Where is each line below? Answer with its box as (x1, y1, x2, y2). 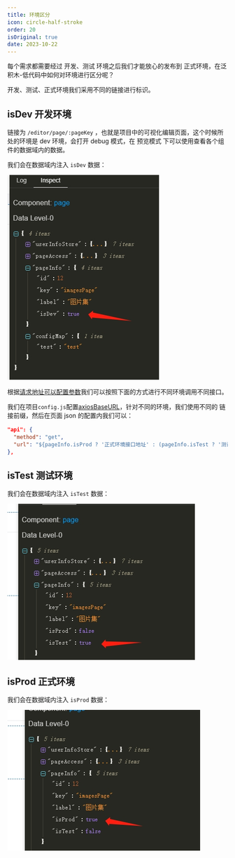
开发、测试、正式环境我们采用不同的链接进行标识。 (7, 86, 155, 94)
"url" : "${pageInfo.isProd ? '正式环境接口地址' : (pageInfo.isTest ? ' (13, 441, 222, 448)
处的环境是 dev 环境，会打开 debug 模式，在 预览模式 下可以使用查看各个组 (7, 137, 225, 145)
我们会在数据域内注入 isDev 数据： (7, 160, 106, 168)
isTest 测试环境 (7, 469, 73, 481)
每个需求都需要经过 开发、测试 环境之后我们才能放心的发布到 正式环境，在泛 (7, 62, 227, 70)
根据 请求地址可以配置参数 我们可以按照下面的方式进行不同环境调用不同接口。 (7, 387, 228, 396)
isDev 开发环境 (7, 108, 72, 120)
